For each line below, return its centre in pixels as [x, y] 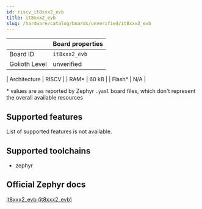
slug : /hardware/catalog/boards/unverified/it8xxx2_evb [79, 23]
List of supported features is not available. [59, 131]
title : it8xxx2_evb [31, 18]
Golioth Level [28, 64]
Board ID [22, 54]
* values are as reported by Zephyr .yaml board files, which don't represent [101, 91]
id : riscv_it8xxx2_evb [35, 12]
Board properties [78, 44]
